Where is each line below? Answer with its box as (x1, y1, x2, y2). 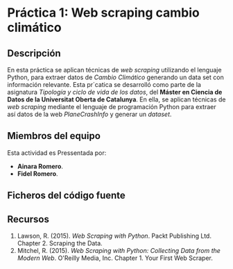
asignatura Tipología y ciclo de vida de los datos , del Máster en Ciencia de (7, 88, 223, 96)
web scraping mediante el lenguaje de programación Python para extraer (7, 103, 216, 111)
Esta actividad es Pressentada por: (7, 148, 107, 157)
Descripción (7, 47, 61, 59)
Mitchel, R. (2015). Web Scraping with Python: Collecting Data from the (17, 247, 221, 255)
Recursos (7, 213, 50, 225)
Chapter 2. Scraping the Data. (17, 239, 103, 247)
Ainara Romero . (17, 162, 64, 170)
